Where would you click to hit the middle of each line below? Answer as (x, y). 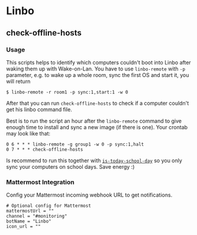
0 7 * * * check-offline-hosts (45, 149)
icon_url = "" (24, 227)
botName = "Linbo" (29, 221)
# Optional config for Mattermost (49, 206)
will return (18, 81)
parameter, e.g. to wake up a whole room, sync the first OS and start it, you (98, 75)
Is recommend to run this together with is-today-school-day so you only (94, 160)
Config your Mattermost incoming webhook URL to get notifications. (89, 195)
